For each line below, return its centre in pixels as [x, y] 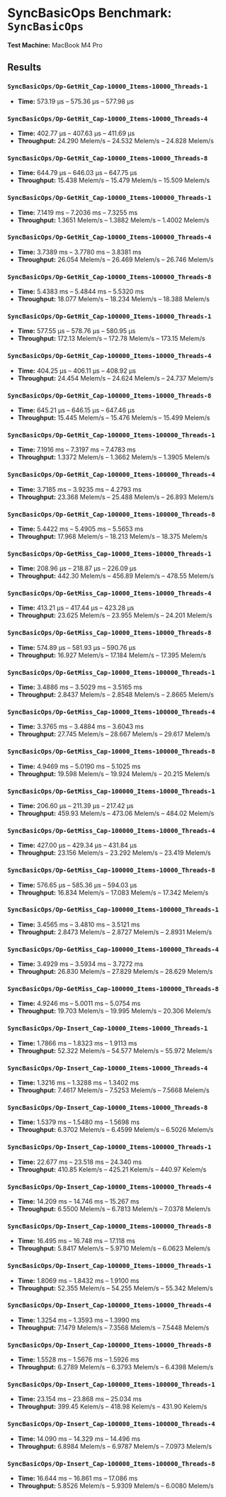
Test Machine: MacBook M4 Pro [55, 45]
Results [24, 68]
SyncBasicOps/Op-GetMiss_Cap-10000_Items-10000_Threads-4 [109, 594]
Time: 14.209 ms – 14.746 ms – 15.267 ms [78, 1201]
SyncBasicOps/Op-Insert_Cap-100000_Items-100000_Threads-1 [111, 1385]
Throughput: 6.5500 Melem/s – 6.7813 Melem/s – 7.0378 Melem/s [114, 1209]
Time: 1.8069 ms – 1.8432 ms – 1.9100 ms [78, 1280]
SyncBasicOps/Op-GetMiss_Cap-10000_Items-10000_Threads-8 [109, 633]
